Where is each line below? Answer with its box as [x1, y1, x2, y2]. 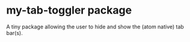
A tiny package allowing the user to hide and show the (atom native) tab [6, 23, 185, 30]
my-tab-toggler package [6, 4, 132, 17]
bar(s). [6, 29, 23, 36]
